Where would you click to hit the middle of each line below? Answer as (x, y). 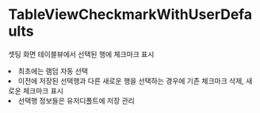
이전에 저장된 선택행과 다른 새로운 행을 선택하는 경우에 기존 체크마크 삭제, (131, 81)
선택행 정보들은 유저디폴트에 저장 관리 (76, 100)
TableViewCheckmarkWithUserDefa (130, 15)
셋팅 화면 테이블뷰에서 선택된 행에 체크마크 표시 (81, 54)
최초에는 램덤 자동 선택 (54, 71)
